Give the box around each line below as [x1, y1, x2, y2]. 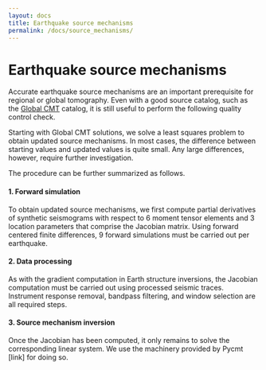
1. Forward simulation [8, 186, 81, 196]
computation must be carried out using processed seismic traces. [8, 282, 225, 292]
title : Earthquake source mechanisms [8, 19, 134, 27]
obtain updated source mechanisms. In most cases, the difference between [8, 136, 256, 146]
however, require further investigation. [8, 153, 134, 163]
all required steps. [8, 299, 68, 309]
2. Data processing [8, 256, 72, 267]
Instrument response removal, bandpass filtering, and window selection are [8, 291, 256, 301]
